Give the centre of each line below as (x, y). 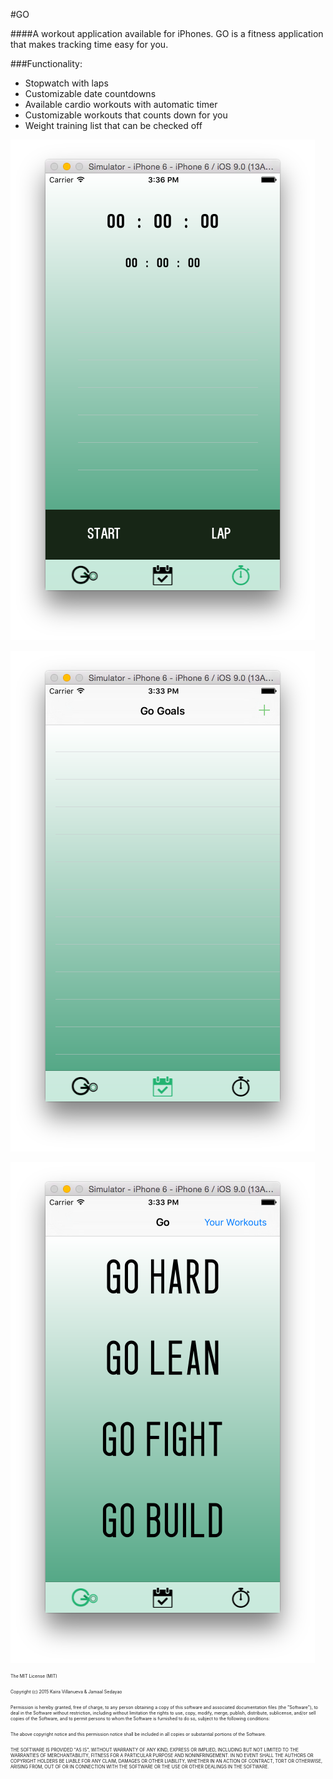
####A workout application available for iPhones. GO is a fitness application (167, 33)
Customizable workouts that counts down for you (126, 115)
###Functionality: (46, 63)
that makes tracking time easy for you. (89, 44)
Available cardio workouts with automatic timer (121, 104)
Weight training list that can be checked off (113, 125)
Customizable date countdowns (90, 93)
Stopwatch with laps (66, 83)
